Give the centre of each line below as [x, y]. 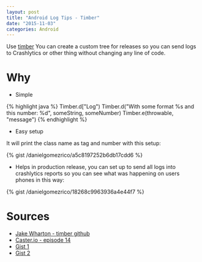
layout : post [23, 12]
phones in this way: [39, 180]
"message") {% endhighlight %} [47, 119]
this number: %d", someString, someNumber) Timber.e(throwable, [90, 113]
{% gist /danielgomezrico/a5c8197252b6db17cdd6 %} [74, 155]
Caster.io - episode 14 [43, 240]
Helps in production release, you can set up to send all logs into [95, 167]
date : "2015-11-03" [31, 23]
